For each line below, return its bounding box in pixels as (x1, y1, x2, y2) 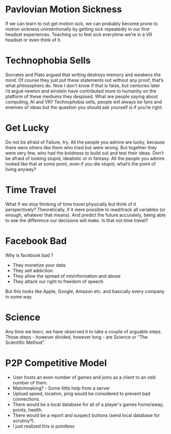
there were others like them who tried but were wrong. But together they (5, 144, 157, 150)
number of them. (12, 379, 48, 385)
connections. (12, 396, 40, 402)
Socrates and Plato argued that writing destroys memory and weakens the (5, 72, 161, 78)
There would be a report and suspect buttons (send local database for (12, 412, 160, 418)
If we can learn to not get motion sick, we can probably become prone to (5, 20, 158, 27)
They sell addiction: (12, 267, 54, 273)
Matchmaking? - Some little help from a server (12, 385, 110, 391)
